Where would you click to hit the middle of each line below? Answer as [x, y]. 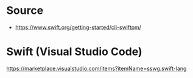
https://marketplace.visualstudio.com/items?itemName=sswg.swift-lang [96, 68]
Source [25, 11]
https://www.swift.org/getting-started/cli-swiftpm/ [78, 27]
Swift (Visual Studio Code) [74, 52]
